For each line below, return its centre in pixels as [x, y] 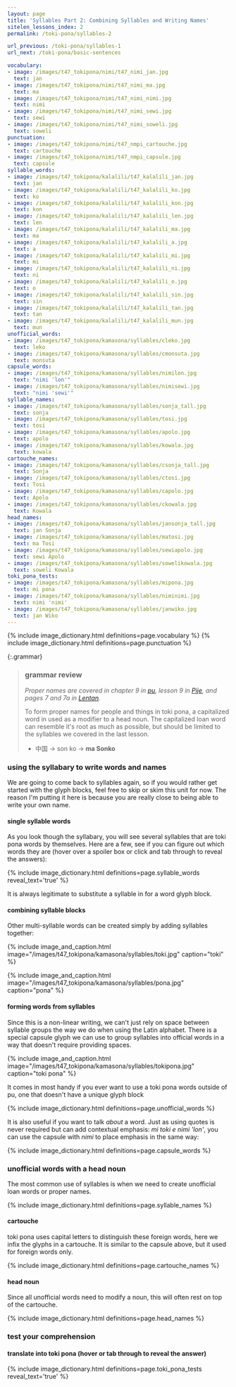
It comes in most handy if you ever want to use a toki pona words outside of [117, 1087]
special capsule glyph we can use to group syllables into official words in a [116, 1037]
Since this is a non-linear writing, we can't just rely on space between [108, 1022]
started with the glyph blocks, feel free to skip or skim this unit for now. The [117, 790]
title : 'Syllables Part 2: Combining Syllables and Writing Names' [108, 20]
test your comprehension [51, 1337]
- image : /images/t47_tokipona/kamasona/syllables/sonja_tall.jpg [107, 406]
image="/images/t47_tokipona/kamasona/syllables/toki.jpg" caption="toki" [116, 954]
